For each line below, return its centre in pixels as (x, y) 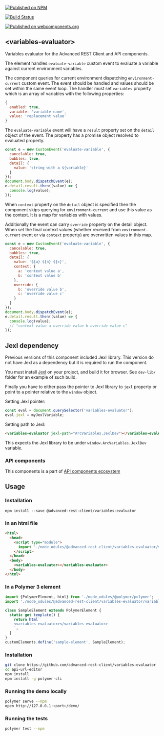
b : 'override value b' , (42, 289)
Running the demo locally (36, 691)
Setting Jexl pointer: (25, 401)
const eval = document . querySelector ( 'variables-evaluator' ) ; (70, 411)
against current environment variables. (44, 68)
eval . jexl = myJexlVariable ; (35, 415)
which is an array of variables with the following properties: (65, 94)
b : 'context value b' (40, 275)
